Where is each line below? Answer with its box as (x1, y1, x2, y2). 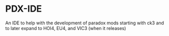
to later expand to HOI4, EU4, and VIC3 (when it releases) (5, 25, 126, 31)
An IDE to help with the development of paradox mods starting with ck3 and (5, 20, 164, 26)
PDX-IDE (5, 3, 42, 15)
